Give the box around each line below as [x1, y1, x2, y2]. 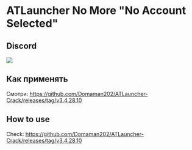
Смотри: [6, 90, 29, 97]
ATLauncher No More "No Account [6, 4, 187, 18]
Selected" [6, 16, 59, 30]
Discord [6, 41, 37, 51]
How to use [6, 114, 50, 124]
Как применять [6, 74, 68, 84]
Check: [6, 130, 24, 137]
